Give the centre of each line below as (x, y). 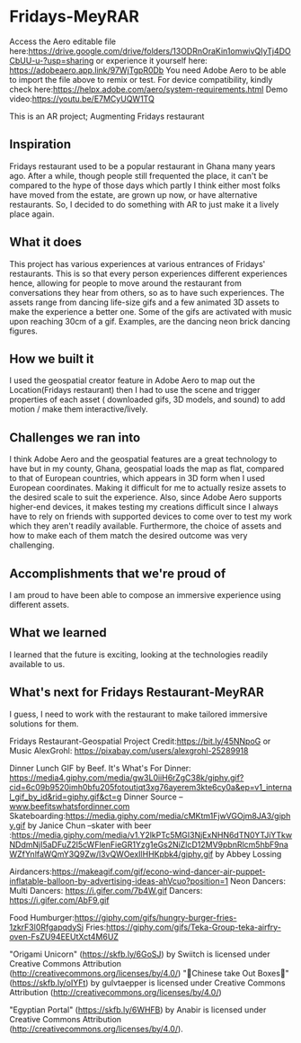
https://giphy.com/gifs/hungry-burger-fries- (155, 917)
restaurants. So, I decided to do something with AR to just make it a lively (144, 204)
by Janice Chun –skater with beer (89, 825)
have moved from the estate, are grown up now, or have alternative (133, 194)
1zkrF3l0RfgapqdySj (46, 927)
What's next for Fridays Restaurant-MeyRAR (137, 693)
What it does (46, 242)
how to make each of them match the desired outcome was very (128, 536)
